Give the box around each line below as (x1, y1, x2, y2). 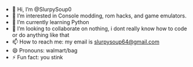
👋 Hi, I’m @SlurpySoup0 (11, 6, 72, 13)
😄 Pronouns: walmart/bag (11, 47, 78, 54)
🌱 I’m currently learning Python (11, 19, 89, 25)
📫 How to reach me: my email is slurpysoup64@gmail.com (11, 38, 160, 45)
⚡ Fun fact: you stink (11, 54, 63, 60)
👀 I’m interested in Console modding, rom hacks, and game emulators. (11, 12, 187, 19)
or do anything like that (11, 31, 69, 39)
